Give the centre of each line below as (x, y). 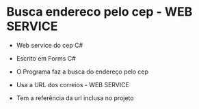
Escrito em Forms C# (46, 58)
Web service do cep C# (50, 45)
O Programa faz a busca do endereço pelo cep (82, 72)
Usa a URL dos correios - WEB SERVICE (72, 84)
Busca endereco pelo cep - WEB (99, 12)
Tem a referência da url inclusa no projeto (75, 98)
